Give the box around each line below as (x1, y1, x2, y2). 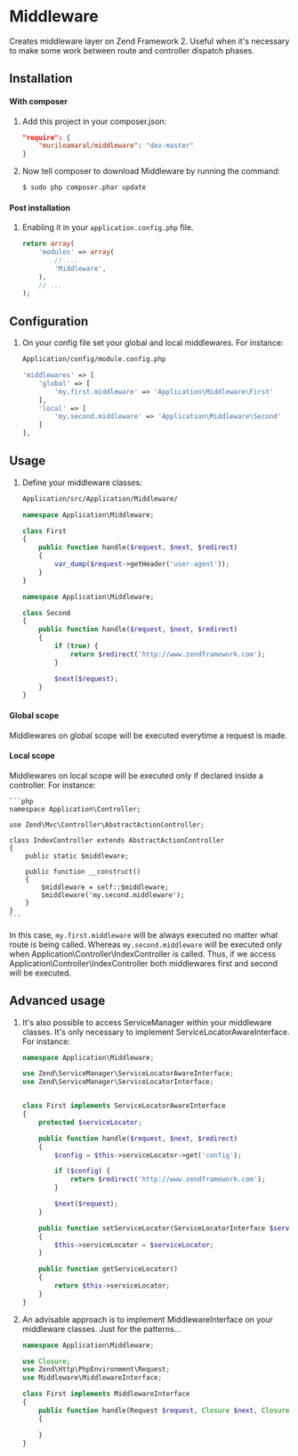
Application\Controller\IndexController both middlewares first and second (9, 958, 278, 968)
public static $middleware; (25, 851, 129, 860)
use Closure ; (21, 1357, 71, 1366)
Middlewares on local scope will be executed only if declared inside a (9, 769, 264, 781)
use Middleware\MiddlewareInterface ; (21, 1373, 163, 1383)
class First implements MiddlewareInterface (21, 1389, 190, 1399)
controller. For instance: (9, 779, 96, 790)
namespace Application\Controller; (9, 804, 141, 813)
